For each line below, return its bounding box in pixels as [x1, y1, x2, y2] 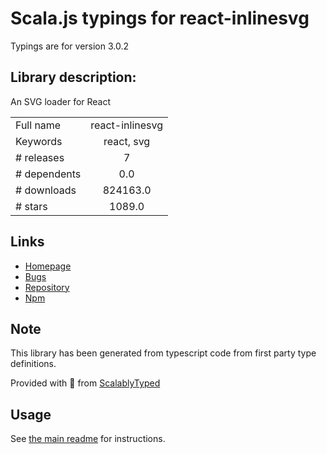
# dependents [15, 167, 82, 181]
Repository [24, 281, 70, 293]
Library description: [10, 69, 137, 86]
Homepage [24, 260, 72, 272]
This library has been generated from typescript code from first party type [10, 347, 317, 359]
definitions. [10, 358, 57, 370]
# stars [15, 199, 48, 213]
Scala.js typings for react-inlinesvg [10, 7, 310, 30]
